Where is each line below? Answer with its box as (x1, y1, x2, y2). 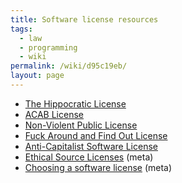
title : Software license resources (10, 14, 159, 25)
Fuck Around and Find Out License (24, 129, 168, 141)
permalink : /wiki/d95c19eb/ (10, 61, 128, 71)
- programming (19, 42, 78, 53)
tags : (10, 24, 33, 34)
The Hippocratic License (24, 97, 127, 110)
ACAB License (24, 108, 84, 120)
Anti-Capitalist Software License (24, 140, 158, 152)
